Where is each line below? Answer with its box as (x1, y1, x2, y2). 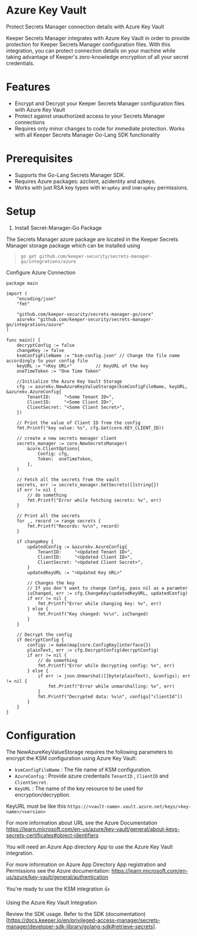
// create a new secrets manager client (16, 435, 117, 441)
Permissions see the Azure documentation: (6, 867, 111, 874)
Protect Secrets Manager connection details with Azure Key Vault (6, 23, 165, 30)
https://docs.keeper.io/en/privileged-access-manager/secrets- (8, 917, 161, 924)
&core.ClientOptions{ (27, 445, 81, 452)
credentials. (6, 60, 35, 67)
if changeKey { (16, 539, 54, 544)
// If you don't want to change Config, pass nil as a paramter (27, 585, 188, 591)
